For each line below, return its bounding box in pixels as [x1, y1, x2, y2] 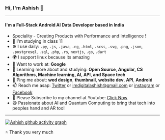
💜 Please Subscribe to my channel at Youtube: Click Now [12, 94, 128, 100]
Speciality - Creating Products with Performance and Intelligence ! [12, 33, 146, 39]
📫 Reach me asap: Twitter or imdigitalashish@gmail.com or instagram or [12, 82, 160, 88]
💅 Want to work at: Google [12, 61, 66, 67]
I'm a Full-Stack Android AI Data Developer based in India [5, 22, 124, 28]
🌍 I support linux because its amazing [12, 54, 90, 60]
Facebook [12, 89, 33, 95]
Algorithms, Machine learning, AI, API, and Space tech [12, 71, 126, 78]
